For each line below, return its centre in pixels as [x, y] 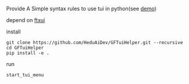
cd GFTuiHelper [25, 48]
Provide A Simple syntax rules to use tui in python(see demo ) [81, 9]
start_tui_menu [25, 75]
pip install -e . [28, 53]
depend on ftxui [26, 20]
